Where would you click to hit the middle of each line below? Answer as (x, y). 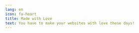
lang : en (14, 9)
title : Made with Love (29, 18)
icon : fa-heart (21, 14)
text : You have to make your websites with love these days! (70, 23)
